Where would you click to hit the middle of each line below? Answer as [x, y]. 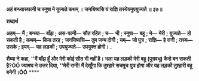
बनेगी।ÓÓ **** [23, 72]
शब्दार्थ [12, 21]
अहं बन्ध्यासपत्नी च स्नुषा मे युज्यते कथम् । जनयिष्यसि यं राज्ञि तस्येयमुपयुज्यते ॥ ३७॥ [84, 9]
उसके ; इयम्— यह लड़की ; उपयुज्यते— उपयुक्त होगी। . [59, 47]
